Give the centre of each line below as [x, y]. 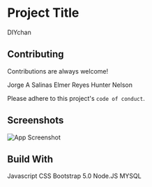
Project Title [43, 13]
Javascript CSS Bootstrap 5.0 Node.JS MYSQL [74, 176]
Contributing [36, 54]
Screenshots [36, 120]
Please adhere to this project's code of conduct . [76, 98]
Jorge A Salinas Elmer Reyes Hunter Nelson [70, 85]
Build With [30, 159]
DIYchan [19, 32]
